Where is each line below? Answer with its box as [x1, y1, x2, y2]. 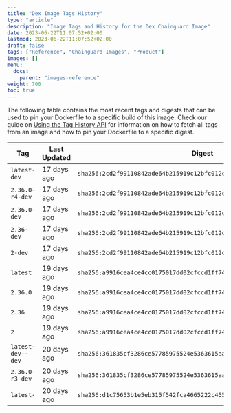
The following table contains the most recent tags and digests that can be [7, 106, 216, 114]
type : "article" [7, 17, 54, 23]
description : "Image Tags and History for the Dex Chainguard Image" [7, 23, 211, 30]
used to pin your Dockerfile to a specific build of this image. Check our [7, 113, 208, 121]
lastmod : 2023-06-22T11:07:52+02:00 [7, 36, 112, 43]
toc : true [7, 87, 36, 94]
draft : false [7, 42, 45, 49]
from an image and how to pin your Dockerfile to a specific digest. [7, 128, 195, 137]
